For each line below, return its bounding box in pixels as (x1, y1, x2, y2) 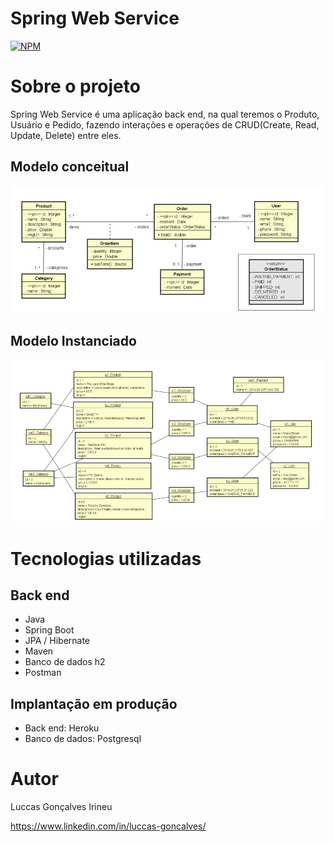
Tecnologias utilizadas (10, 547, 202, 570)
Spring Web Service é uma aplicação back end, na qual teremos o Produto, (10, 108, 320, 120)
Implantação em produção (10, 695, 178, 712)
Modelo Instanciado (10, 332, 137, 349)
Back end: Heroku (24, 722, 100, 734)
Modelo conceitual (10, 158, 130, 176)
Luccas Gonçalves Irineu (10, 801, 113, 813)
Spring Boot (24, 624, 75, 636)
